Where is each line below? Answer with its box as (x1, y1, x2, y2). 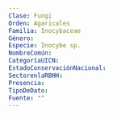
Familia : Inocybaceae (8, 26, 82, 35)
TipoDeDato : (8, 86, 48, 95)
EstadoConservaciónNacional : (8, 64, 107, 72)
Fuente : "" (8, 94, 45, 102)
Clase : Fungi (8, 11, 52, 20)
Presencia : (8, 79, 45, 87)
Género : (8, 34, 35, 43)
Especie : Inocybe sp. (8, 42, 82, 50)
